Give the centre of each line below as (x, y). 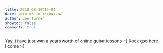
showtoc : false (20, 23)
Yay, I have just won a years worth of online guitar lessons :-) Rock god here (82, 41)
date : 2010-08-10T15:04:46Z (34, 14)
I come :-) (15, 46)
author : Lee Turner (25, 18)
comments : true (20, 27)
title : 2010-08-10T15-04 (30, 9)
